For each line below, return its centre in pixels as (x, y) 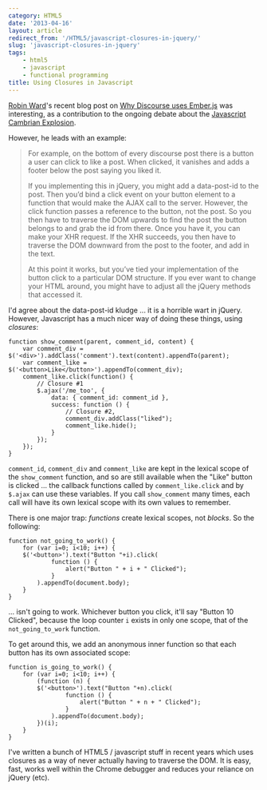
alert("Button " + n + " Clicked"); (140, 702)
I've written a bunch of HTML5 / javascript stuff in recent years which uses (131, 752)
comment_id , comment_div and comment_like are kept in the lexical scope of (129, 468)
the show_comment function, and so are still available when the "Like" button (130, 477)
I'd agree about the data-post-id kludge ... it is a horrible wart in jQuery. (126, 310)
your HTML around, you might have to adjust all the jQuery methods (139, 286)
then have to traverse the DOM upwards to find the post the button (137, 220)
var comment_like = (55, 363)
